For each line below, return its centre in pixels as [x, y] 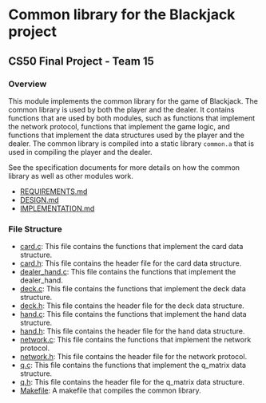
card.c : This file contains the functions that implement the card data [131, 247]
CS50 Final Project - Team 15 [81, 61]
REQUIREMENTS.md [54, 191]
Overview [28, 84]
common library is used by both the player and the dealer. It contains [121, 109]
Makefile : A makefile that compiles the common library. [110, 391]
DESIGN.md [39, 200]
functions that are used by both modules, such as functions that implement [132, 118]
